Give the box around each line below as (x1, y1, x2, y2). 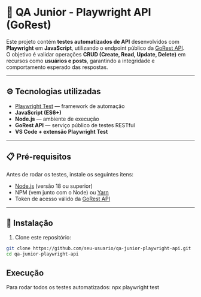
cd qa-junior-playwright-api (6, 251, 79, 257)
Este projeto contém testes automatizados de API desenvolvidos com (6, 38, 179, 45)
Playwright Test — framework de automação (14, 102, 125, 110)
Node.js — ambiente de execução (14, 115, 100, 122)
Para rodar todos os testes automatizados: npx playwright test (6, 283, 160, 290)
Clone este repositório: (14, 234, 72, 241)
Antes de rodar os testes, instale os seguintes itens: (6, 170, 133, 178)
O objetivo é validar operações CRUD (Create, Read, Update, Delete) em (6, 50, 186, 58)
